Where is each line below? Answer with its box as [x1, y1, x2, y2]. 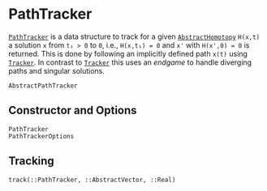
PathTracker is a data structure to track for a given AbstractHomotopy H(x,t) [8, 32, 261, 41]
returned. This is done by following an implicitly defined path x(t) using [8, 49, 248, 58]
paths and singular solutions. [8, 66, 106, 75]
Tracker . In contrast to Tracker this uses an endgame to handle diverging [8, 57, 252, 67]
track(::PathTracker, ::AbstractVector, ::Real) [8, 176, 176, 184]
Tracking [8, 155, 54, 168]
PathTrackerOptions [8, 132, 75, 140]
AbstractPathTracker [8, 82, 79, 90]
